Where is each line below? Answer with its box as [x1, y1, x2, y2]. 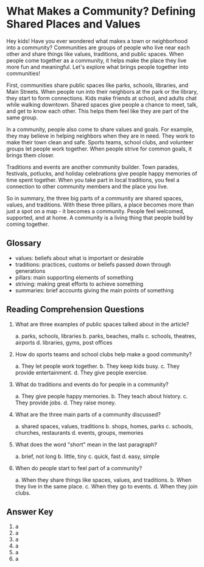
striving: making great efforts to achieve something [15, 280, 144, 287]
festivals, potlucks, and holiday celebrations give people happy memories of [6, 169, 198, 177]
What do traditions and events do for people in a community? [15, 381, 169, 388]
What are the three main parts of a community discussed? [15, 410, 161, 418]
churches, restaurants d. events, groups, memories [15, 429, 144, 436]
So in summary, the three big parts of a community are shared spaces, [6, 194, 183, 202]
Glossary [6, 238, 41, 248]
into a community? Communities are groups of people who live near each [6, 44, 190, 51]
